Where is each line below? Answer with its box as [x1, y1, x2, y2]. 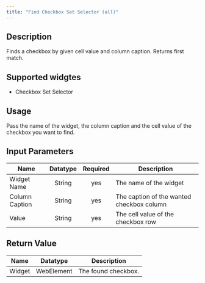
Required [82, 164, 110, 173]
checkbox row [115, 218, 157, 226]
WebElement [35, 266, 73, 275]
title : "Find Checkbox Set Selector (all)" [6, 9, 119, 15]
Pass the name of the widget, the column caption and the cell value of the [6, 122, 192, 130]
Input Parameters [6, 146, 74, 156]
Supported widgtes [6, 72, 81, 83]
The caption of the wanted [115, 192, 192, 200]
